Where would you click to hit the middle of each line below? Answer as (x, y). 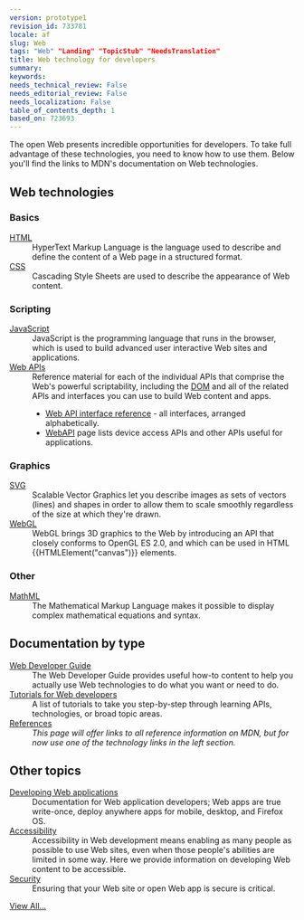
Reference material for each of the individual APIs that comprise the (158, 377)
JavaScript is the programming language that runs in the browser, (154, 338)
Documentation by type (77, 644)
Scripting (30, 308)
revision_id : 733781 (48, 26)
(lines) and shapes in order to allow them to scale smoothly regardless (163, 505)
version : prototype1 (48, 18)
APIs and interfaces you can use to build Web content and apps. (152, 396)
